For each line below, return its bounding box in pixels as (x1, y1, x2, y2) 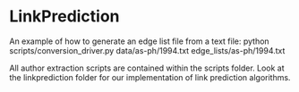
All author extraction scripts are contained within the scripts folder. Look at (9, 63, 285, 73)
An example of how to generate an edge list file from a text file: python (9, 36, 270, 46)
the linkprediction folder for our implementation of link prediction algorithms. (9, 71, 291, 82)
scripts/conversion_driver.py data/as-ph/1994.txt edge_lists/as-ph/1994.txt (9, 45, 286, 55)
